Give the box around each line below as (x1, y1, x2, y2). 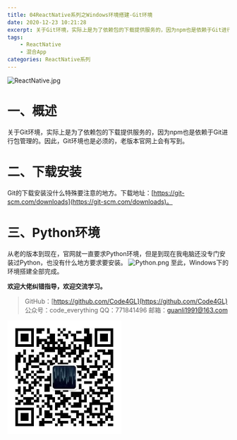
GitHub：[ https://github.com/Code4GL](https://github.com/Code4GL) (24, 297, 228, 305)
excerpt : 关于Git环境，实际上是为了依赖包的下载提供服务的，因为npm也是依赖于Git (7, 26, 222, 33)
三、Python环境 (7, 224, 100, 240)
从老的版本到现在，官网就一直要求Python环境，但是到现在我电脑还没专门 (7, 249, 220, 257)
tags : (7, 34, 23, 41)
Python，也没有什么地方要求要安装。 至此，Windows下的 (19, 258, 229, 267)
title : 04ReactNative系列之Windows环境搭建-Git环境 (7, 11, 153, 18)
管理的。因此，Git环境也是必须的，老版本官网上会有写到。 (19, 136, 189, 145)
